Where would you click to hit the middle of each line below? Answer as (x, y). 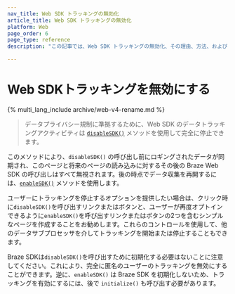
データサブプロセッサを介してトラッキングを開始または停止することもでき (120, 233)
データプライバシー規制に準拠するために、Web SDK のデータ (113, 124)
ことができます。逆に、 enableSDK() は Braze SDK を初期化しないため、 (110, 274)
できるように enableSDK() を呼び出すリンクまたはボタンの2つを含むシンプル (115, 215)
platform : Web (28, 27)
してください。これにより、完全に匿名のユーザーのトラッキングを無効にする (117, 265)
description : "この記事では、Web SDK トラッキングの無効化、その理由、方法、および (117, 46)
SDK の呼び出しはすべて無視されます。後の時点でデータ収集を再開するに (112, 174)
